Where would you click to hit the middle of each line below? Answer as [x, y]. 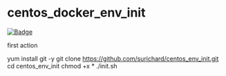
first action [22, 45]
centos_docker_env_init [76, 13]
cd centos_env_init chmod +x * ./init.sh [62, 66]
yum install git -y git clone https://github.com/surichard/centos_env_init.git [113, 58]
